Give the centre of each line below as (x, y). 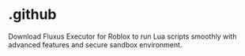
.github (32, 15)
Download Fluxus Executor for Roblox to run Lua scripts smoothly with (122, 36)
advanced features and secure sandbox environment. (95, 44)
